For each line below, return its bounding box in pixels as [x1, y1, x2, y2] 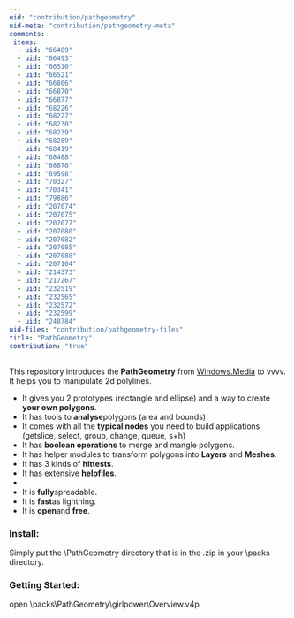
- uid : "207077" [17, 218, 77, 227]
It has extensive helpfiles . [21, 468, 117, 478]
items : [12, 37, 38, 47]
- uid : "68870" [17, 161, 73, 170]
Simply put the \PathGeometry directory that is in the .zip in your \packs [9, 547, 271, 558]
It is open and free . [21, 505, 90, 515]
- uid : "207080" [17, 226, 77, 235]
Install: [9, 527, 40, 539]
